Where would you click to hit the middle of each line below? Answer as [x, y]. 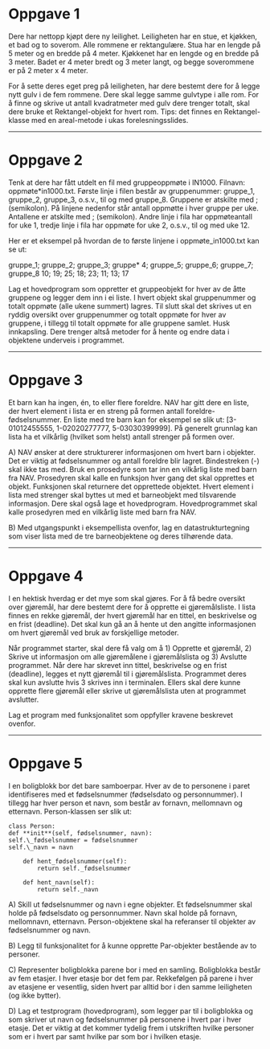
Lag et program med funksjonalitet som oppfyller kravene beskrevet [121, 715]
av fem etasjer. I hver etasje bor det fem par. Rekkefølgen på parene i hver [131, 978]
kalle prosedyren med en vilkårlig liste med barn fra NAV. [102, 512]
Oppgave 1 [44, 14]
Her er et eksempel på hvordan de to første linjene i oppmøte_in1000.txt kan [134, 240]
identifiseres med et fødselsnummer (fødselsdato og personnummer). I [125, 794]
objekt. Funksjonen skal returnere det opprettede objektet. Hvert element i [131, 486]
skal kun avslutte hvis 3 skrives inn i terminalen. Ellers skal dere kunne [125, 682]
